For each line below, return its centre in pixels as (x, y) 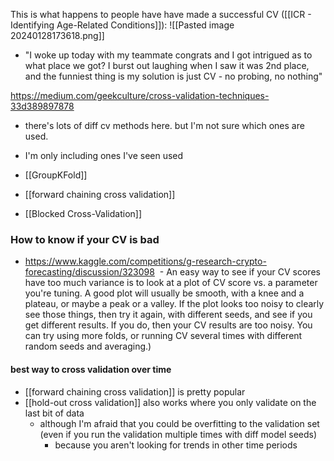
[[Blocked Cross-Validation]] (83, 213)
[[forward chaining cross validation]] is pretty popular (135, 391)
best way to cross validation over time (91, 369)
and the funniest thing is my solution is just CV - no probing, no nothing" (173, 76)
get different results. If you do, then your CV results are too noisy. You (168, 325)
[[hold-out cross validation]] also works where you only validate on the (170, 402)
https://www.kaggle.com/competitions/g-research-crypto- (145, 261)
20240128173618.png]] (57, 35)
